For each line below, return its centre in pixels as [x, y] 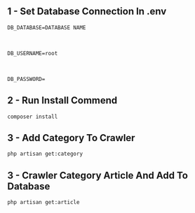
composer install [33, 117]
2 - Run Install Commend [62, 101]
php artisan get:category [45, 154]
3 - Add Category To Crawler [71, 138]
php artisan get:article [43, 203]
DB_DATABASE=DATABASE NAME [47, 27]
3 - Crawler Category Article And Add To [97, 175]
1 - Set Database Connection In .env [87, 12]
